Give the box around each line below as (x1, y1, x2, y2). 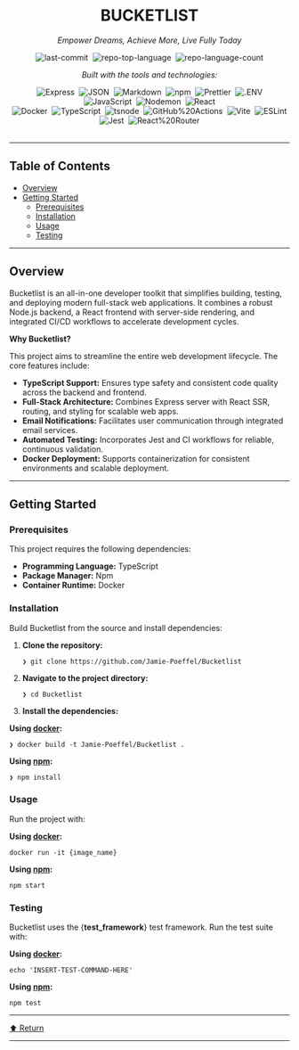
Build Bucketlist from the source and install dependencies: (9, 622, 222, 633)
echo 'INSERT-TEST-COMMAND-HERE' (9, 966, 133, 975)
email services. (21, 424, 78, 435)
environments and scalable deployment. (21, 463, 169, 473)
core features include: (9, 360, 90, 371)
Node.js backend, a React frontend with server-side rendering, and (9, 307, 255, 317)
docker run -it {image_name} (9, 848, 117, 857)
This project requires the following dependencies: (9, 544, 191, 554)
